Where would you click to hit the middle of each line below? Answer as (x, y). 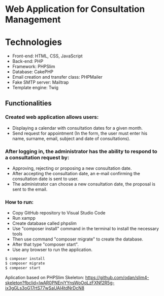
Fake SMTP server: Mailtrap (40, 82)
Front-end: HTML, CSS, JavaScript (47, 56)
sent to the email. (30, 190)
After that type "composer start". (45, 245)
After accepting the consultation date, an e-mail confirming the (76, 174)
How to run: (19, 202)
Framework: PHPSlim (34, 67)
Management (33, 20)
